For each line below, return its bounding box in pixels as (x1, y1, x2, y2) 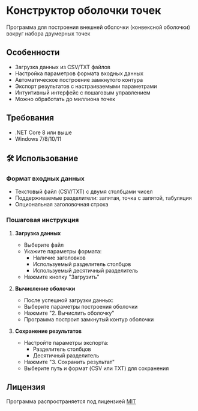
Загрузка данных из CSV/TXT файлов (14, 63, 111, 70)
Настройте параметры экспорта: (23, 339, 109, 346)
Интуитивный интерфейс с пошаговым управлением (14, 88, 151, 96)
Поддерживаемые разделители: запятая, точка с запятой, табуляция (14, 194, 192, 202)
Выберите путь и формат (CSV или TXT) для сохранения (23, 365, 169, 372)
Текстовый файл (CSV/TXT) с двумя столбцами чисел (14, 188, 153, 196)
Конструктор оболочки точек (6, 4, 161, 17)
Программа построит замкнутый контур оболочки (23, 315, 154, 323)
